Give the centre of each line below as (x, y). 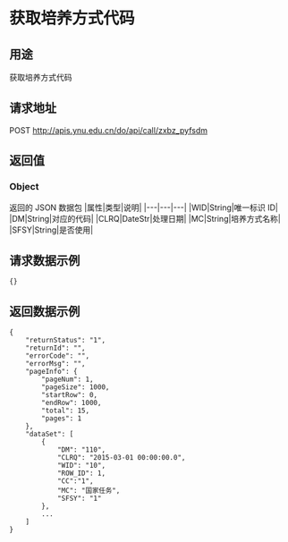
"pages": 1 (62, 419)
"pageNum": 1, (68, 380)
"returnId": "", (56, 348)
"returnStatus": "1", (65, 341)
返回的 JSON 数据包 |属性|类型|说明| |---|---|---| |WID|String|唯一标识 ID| (144, 207)
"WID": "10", (81, 466)
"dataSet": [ (50, 435)
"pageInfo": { (51, 372)
